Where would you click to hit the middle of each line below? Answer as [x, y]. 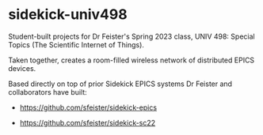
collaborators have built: [48, 92]
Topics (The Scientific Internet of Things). [76, 44]
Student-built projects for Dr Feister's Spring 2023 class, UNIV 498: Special [131, 36]
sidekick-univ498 [68, 15]
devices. [22, 68]
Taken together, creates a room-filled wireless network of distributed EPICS [131, 60]
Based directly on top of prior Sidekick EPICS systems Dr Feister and [120, 84]
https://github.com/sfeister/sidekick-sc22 [88, 122]
